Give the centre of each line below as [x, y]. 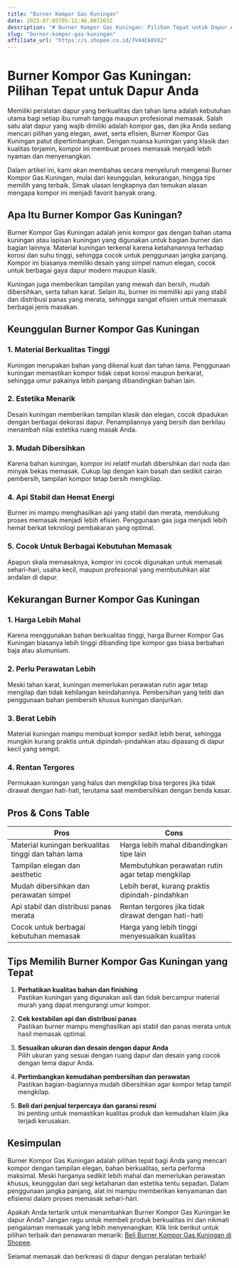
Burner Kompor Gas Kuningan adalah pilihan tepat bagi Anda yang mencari [117, 1160]
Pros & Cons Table [49, 813]
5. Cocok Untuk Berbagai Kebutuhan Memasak [90, 547]
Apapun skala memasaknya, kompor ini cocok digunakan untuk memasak [115, 562]
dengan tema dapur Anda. [56, 1062]
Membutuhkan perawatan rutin [171, 866]
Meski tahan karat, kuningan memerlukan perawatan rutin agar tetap [108, 684]
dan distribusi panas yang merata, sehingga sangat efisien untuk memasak [117, 299]
